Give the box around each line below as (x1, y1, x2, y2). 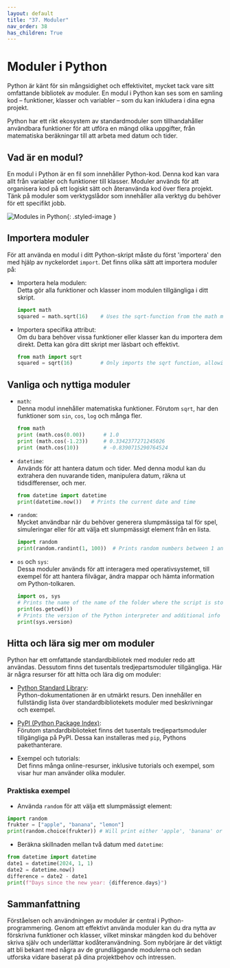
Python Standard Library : (16, 684, 89, 692)
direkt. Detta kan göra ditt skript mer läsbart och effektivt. (16, 340, 180, 348)
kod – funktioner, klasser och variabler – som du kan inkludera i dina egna (7, 96, 215, 105)
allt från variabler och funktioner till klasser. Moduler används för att (7, 177, 199, 185)
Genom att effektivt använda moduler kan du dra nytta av (54, 924, 216, 932)
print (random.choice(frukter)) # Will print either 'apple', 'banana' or (7, 828, 223, 835)
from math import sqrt (16, 353, 82, 360)
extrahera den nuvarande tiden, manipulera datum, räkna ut (16, 471, 186, 479)
